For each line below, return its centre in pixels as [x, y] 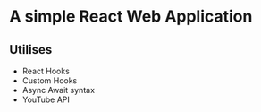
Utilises [31, 50]
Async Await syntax [59, 90]
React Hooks [46, 71]
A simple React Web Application [131, 17]
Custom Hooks [50, 81]
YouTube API [46, 99]
